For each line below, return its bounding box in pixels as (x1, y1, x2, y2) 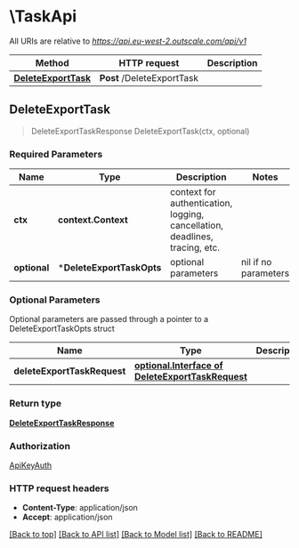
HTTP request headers (9, 482, 109, 495)
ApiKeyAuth (9, 460, 53, 471)
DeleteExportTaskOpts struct (9, 323, 116, 334)
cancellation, (170, 220, 224, 232)
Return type (9, 398, 62, 410)
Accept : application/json (21, 512, 113, 522)
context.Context (57, 214, 129, 226)
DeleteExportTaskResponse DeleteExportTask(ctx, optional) (30, 125, 250, 136)
